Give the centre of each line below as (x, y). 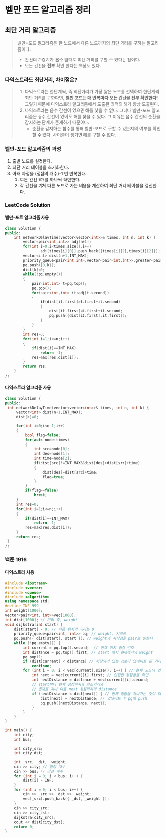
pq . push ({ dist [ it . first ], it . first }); (88, 316)
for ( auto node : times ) (47, 440)
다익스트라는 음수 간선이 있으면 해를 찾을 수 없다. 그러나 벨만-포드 (87, 110)
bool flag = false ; (43, 435)
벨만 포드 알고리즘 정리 (48, 10)
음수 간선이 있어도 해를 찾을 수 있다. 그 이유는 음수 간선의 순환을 (99, 117)
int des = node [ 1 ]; (52, 454)
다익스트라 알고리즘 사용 (28, 388)
